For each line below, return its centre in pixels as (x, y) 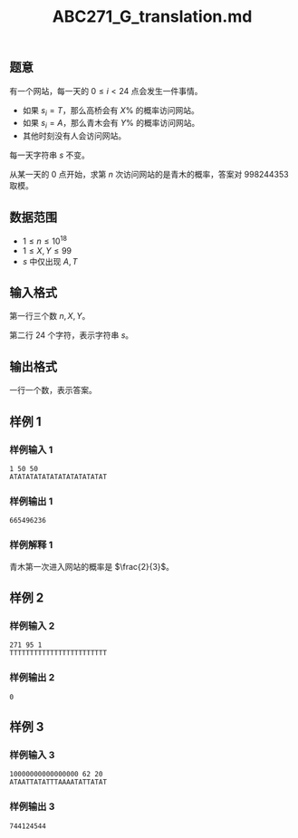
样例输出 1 (31, 501)
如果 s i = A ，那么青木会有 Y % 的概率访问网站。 (111, 124)
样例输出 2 (32, 678)
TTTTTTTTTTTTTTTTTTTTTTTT (58, 653)
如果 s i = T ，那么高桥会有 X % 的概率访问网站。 (111, 111)
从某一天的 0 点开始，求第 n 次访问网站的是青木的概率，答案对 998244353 (149, 175)
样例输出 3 (32, 806)
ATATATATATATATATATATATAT (58, 477)
